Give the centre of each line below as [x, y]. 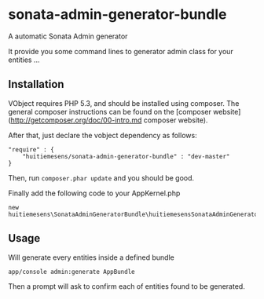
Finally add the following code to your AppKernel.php [94, 193]
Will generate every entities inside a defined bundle [91, 257]
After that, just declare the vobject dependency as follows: [103, 135]
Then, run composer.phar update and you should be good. [101, 177]
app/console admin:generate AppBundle [71, 272]
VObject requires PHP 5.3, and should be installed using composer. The [124, 103]
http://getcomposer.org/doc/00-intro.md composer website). [109, 120]
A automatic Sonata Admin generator [68, 36]
